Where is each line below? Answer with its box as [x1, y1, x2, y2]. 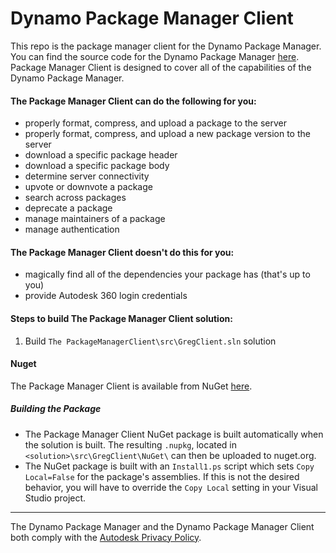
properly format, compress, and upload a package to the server [24, 117, 287, 129]
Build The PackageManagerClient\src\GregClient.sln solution [24, 335, 277, 347]
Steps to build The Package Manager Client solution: [10, 312, 233, 324]
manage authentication [24, 223, 120, 236]
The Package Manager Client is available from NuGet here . [10, 380, 253, 392]
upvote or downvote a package [24, 181, 153, 193]
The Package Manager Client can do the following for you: [10, 95, 257, 107]
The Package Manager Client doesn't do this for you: [10, 246, 235, 258]
